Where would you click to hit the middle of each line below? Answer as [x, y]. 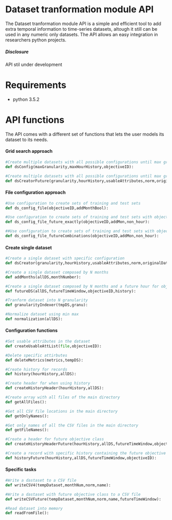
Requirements [36, 85]
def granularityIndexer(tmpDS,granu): [47, 305]
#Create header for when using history [48, 383]
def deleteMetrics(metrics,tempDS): [44, 360]
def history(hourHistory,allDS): [41, 374]
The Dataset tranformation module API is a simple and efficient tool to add [83, 24]
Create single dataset [29, 247]
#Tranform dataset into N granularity [47, 300]
